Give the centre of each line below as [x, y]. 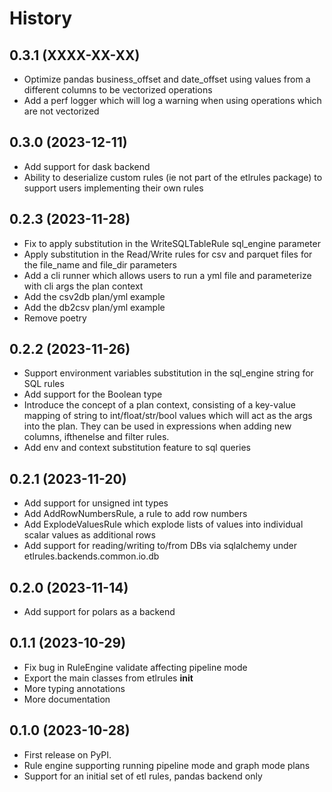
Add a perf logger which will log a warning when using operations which [172, 100]
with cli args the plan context [83, 286]
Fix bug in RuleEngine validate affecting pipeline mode [135, 667]
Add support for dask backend [87, 166]
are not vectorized [61, 111]
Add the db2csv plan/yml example [94, 307]
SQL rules [44, 384]
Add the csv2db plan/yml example [94, 296]
